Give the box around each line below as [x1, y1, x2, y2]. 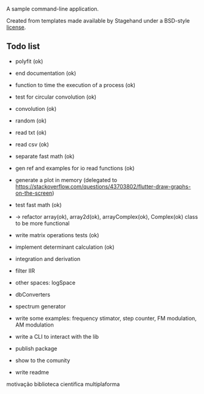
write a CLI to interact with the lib [15, 333, 99, 340]
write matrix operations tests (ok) [15, 231, 99, 238]
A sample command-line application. [6, 6, 99, 12]
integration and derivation [15, 255, 81, 262]
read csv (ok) [15, 140, 49, 148]
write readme [15, 368, 49, 376]
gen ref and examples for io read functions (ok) [15, 164, 135, 172]
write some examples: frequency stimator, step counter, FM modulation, [15, 314, 197, 322]
